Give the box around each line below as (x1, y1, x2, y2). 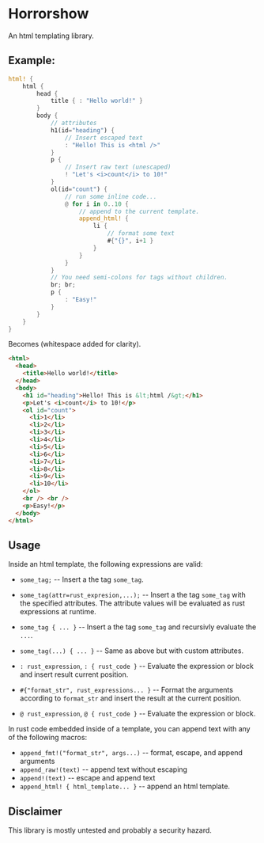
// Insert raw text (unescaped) (64, 163, 172, 171)
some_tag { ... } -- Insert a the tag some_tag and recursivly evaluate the (19, 622, 257, 632)
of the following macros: (8, 733, 88, 742)
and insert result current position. (19, 670, 129, 679)
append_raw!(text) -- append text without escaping (19, 765, 188, 774)
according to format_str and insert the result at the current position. (19, 693, 242, 703)
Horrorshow (8, 5, 89, 23)
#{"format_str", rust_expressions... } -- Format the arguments (19, 685, 233, 695)
